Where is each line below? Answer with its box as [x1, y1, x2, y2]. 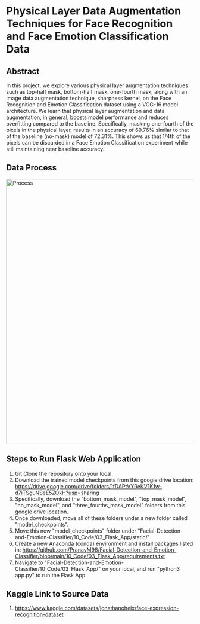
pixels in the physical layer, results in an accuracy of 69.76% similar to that [6, 127, 189, 133]
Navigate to [14, 559, 43, 566]
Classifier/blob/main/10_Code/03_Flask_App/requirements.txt [14, 552, 165, 559]
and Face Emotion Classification [6, 30, 169, 43]
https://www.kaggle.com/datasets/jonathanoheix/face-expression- [14, 605, 179, 612]
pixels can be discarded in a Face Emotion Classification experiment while [6, 139, 188, 146]
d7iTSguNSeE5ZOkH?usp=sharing [14, 489, 99, 496]
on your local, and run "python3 [102, 565, 180, 572]
